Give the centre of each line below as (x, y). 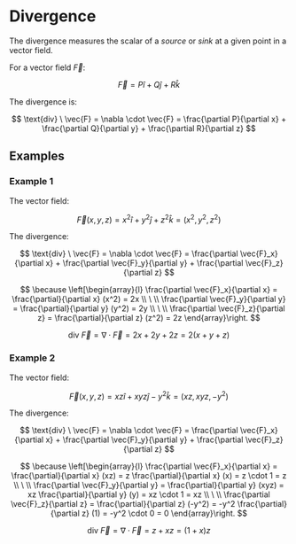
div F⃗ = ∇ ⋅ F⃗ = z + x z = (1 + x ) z (149, 531)
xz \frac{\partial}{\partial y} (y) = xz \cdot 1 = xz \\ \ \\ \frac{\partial (149, 494)
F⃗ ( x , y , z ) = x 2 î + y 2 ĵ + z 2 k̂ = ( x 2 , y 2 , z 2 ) (149, 219)
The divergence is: (43, 101)
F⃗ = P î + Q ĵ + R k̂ (149, 84)
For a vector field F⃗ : (47, 67)
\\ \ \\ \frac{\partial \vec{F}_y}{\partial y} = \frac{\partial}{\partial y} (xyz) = (149, 486)
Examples (37, 156)
